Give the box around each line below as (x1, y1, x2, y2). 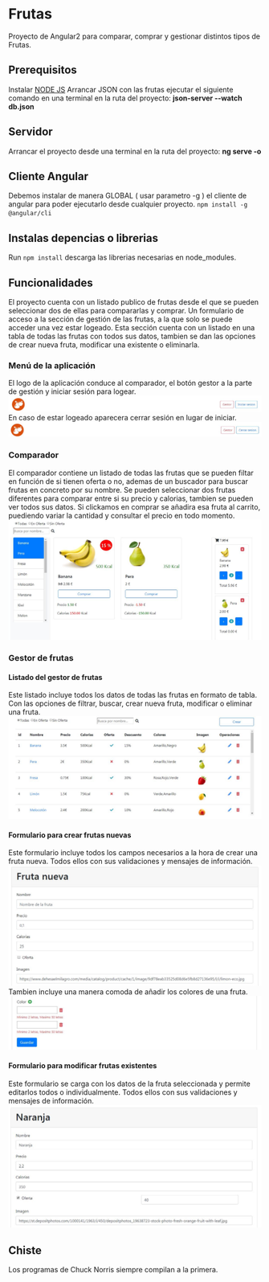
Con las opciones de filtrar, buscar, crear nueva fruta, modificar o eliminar (8, 698, 253, 708)
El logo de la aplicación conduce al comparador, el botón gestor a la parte (8, 379, 253, 388)
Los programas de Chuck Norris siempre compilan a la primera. (8, 1264, 218, 1274)
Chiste (8, 1243, 43, 1257)
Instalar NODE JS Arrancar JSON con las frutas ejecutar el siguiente (8, 84, 234, 94)
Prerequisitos (8, 63, 78, 77)
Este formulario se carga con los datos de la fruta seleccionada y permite (8, 1079, 251, 1088)
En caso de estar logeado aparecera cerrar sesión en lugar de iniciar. (8, 413, 237, 423)
